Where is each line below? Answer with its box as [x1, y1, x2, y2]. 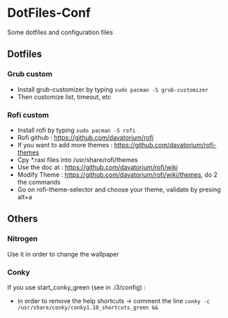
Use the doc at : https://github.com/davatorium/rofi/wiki [17, 163, 178, 171]
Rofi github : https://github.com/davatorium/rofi [17, 133, 154, 141]
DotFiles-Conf [7, 5, 91, 21]
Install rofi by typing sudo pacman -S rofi [17, 126, 136, 134]
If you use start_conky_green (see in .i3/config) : [7, 283, 146, 291]
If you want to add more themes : [17, 140, 113, 149]
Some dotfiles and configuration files [7, 28, 114, 36]
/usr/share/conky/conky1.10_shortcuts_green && [17, 304, 158, 311]
